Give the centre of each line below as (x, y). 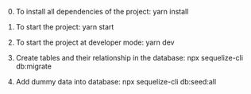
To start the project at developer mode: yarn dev (95, 42)
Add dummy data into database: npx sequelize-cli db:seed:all (116, 82)
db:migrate (33, 66)
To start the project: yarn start (65, 27)
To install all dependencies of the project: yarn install (102, 12)
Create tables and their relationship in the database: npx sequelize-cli (129, 58)
